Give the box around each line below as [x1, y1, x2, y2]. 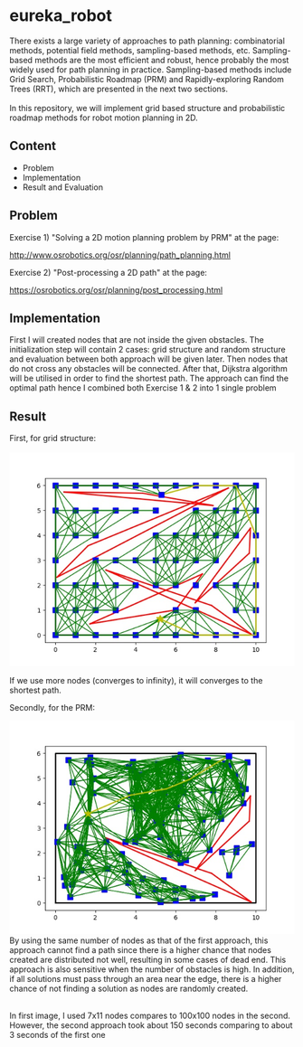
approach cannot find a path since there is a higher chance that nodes [9, 945, 271, 956]
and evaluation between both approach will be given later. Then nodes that [9, 354, 289, 364]
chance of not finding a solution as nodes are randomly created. [9, 983, 249, 995]
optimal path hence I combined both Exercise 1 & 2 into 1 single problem [9, 382, 278, 393]
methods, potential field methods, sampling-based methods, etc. [9, 44, 251, 55]
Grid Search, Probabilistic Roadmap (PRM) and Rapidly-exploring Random [9, 73, 285, 84]
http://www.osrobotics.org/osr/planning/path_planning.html [9, 250, 231, 260]
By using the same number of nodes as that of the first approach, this [9, 935, 269, 946]
